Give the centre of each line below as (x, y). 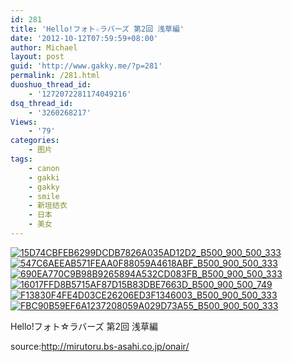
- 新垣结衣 (48, 206)
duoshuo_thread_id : (51, 85)
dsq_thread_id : (42, 103)
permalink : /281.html (55, 76)
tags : (21, 159)
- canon (44, 168)
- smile (44, 196)
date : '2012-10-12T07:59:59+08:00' (84, 38)
